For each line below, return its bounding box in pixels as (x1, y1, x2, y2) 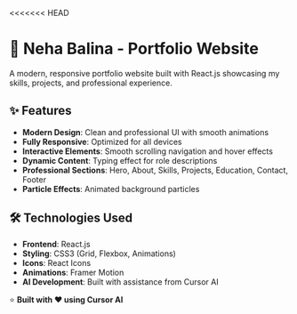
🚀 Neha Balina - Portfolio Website (9, 39, 260, 59)
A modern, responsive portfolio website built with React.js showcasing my (9, 68, 280, 78)
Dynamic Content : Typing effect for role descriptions (21, 155, 218, 165)
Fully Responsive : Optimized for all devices (21, 136, 182, 147)
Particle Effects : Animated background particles (21, 183, 200, 194)
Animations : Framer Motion (21, 267, 124, 278)
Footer (21, 173, 47, 185)
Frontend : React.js (21, 238, 91, 249)
